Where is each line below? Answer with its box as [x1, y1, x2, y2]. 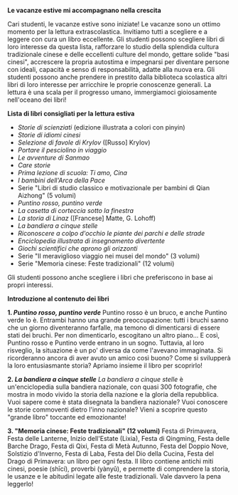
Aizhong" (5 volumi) [17, 192, 77, 199]
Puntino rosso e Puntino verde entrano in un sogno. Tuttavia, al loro [7, 338, 205, 347]
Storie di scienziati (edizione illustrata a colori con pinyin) [17, 123, 186, 131]
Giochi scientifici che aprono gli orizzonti [17, 244, 138, 252]
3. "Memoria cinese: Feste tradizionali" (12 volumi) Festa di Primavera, [7, 427, 218, 435]
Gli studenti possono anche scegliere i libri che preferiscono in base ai [7, 273, 213, 281]
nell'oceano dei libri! [7, 95, 67, 104]
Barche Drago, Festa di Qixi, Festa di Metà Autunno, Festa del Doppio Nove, [7, 442, 229, 450]
